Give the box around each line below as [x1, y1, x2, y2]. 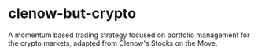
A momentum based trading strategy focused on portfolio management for [8, 30, 250, 40]
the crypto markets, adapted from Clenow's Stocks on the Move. [8, 38, 218, 47]
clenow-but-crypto [8, 5, 136, 22]
